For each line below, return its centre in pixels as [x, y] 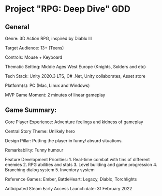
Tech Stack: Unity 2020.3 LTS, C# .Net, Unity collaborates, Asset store [75, 76]
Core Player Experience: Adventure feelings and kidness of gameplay [74, 122]
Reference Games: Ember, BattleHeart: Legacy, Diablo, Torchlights [71, 179]
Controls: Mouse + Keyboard [34, 57]
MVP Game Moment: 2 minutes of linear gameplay [55, 95]
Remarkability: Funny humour [34, 150]
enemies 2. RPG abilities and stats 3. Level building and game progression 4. [81, 164]
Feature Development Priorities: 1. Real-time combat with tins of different [77, 159]
